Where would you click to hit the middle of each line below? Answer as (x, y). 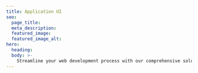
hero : (13, 45)
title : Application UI (34, 11)
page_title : (26, 22)
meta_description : (34, 28)
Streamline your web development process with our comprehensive (99, 61)
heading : (22, 50)
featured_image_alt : (37, 39)
